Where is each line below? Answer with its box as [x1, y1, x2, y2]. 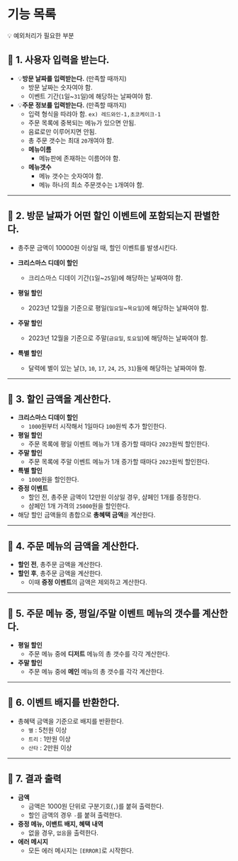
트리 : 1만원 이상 [28, 734, 71, 743]
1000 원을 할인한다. [28, 475, 79, 484]
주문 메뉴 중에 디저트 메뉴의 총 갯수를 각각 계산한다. [28, 650, 170, 658]
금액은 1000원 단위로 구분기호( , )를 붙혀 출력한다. [28, 801, 164, 810]
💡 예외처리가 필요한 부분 [7, 31, 74, 40]
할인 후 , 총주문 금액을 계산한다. [17, 569, 103, 578]
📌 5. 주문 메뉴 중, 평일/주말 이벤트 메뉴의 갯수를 [7, 607, 200, 619]
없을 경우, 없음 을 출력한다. [28, 828, 99, 837]
